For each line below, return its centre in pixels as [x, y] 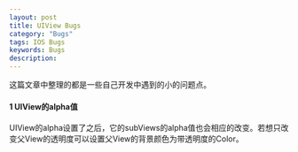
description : [33, 58]
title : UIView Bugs [45, 26]
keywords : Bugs [37, 50]
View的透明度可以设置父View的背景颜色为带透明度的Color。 [134, 139]
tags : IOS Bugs [37, 42]
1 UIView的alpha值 [43, 106]
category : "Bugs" [41, 34]
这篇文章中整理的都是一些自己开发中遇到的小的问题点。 [110, 84]
